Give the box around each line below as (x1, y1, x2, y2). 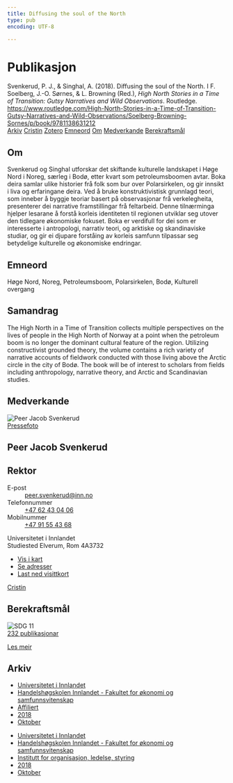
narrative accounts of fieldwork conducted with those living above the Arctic (7, 353, 227, 362)
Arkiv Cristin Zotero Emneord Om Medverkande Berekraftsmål (7, 127, 186, 135)
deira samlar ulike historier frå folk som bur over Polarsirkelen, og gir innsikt (7, 180, 224, 188)
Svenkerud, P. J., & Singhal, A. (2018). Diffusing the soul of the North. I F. (7, 82, 216, 90)
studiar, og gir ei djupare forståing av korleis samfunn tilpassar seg (7, 232, 198, 240)
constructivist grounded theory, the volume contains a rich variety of (7, 346, 204, 354)
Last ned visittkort (17, 570, 70, 578)
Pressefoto (7, 421, 39, 430)
